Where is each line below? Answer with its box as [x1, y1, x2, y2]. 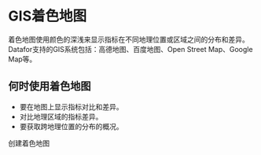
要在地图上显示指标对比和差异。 [19, 101, 123, 111]
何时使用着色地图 [8, 79, 91, 93]
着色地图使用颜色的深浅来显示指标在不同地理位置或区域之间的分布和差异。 [8, 35, 249, 44]
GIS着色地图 [8, 7, 87, 25]
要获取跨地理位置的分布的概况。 [19, 121, 123, 131]
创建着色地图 [8, 138, 50, 148]
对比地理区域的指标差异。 [19, 112, 103, 121]
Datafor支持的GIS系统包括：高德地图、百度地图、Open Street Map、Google [8, 44, 253, 54]
